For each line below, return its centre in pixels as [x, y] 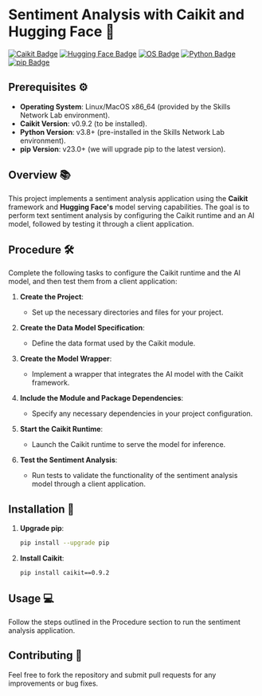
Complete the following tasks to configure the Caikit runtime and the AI [125, 273]
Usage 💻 [31, 599]
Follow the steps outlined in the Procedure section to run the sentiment [125, 622]
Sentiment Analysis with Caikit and [127, 15]
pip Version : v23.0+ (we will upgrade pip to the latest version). [123, 148]
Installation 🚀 [41, 509]
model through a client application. [88, 484]
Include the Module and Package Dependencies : [102, 398]
